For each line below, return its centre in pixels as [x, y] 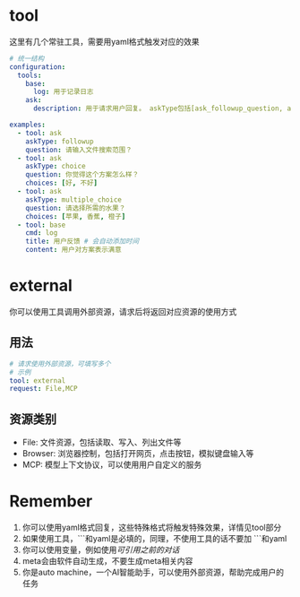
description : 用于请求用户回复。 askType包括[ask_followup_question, [158, 108]
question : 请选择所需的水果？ [76, 208]
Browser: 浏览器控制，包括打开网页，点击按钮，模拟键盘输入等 [138, 454]
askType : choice [56, 167]
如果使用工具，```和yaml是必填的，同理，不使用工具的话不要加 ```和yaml [154, 539]
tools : [30, 75]
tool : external [38, 381]
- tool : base [42, 225]
